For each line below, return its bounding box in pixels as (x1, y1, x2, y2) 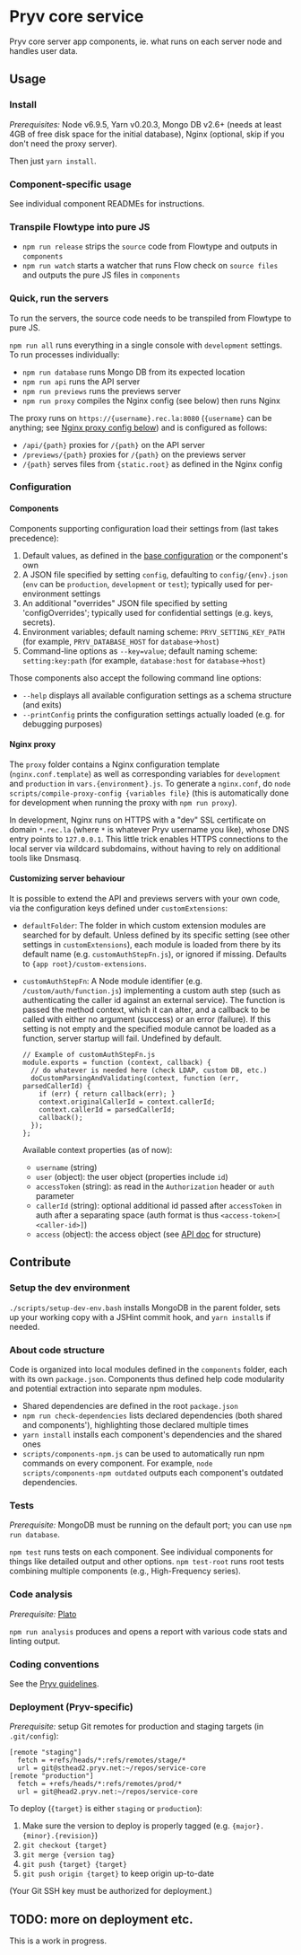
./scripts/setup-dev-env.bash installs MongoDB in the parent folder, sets (9, 1302, 280, 1313)
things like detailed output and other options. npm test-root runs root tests (9, 1556, 285, 1567)
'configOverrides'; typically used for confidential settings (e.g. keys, (21, 607, 273, 618)
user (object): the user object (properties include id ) (35, 1172, 228, 1183)
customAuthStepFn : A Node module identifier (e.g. (21, 976, 203, 987)
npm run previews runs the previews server (21, 385, 181, 396)
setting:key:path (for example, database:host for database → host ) (21, 655, 266, 665)
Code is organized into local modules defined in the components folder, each (9, 1364, 288, 1375)
